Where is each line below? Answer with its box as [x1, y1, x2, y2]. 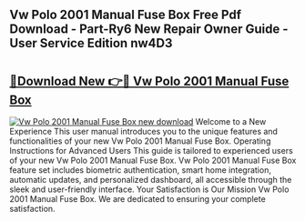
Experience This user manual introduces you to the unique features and [9, 126, 278, 136]
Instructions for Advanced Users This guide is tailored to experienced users [9, 146, 293, 156]
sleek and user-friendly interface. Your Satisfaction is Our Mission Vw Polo [9, 184, 290, 195]
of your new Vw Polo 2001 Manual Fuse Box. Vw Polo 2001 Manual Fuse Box [9, 155, 297, 166]
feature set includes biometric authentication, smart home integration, [9, 165, 271, 176]
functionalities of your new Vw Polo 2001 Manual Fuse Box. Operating [9, 136, 271, 146]
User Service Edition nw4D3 [9, 35, 173, 51]
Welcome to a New [195, 116, 267, 126]
